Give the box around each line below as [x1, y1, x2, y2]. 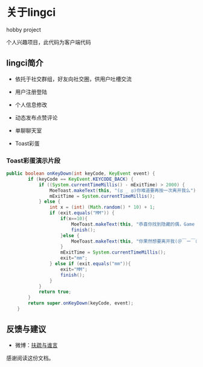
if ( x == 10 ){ [60, 216, 88, 222]
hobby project [6, 25, 41, 33]
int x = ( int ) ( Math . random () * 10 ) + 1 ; [49, 204, 155, 210]
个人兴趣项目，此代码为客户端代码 [6, 38, 91, 45]
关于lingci [6, 5, 56, 19]
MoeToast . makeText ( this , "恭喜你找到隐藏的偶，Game [71, 221, 195, 227]
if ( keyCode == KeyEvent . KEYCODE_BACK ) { [28, 176, 134, 182]
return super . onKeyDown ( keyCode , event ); [28, 300, 134, 306]
